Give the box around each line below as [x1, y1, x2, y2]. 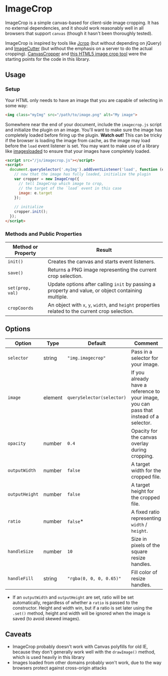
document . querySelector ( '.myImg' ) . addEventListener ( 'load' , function [9, 167, 157, 172]
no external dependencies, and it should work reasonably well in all [5, 25, 144, 31]
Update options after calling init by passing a [47, 281, 156, 288]
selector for [131, 354, 158, 361]
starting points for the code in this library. [5, 56, 90, 62]
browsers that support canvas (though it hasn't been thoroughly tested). [5, 30, 153, 36]
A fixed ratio [131, 508, 160, 515]
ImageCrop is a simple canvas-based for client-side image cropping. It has [5, 20, 159, 26]
